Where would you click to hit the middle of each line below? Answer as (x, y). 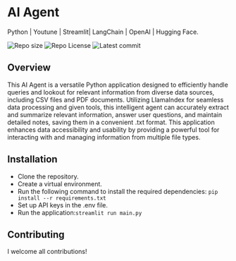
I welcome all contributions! (47, 252)
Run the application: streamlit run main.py (80, 212)
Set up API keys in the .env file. (62, 205)
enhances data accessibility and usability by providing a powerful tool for (113, 129)
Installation (32, 159)
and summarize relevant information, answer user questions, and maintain (115, 114)
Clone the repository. (48, 176)
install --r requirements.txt (62, 198)
